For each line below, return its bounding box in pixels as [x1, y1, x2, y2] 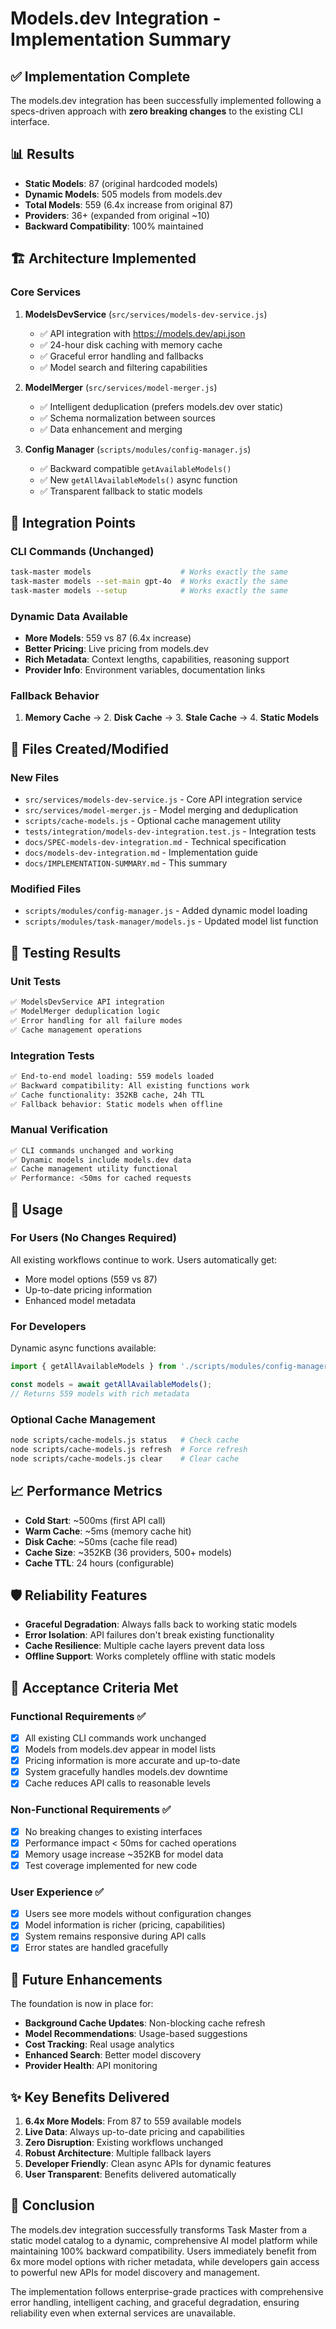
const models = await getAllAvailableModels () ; [10, 1380, 213, 1390]
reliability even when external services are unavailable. [10, 2307, 236, 2319]
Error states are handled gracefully [24, 1942, 169, 1954]
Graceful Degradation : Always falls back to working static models [24, 1618, 298, 1631]
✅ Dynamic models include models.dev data [10, 1155, 192, 1165]
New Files [10, 770, 60, 784]
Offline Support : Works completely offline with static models [24, 1650, 276, 1662]
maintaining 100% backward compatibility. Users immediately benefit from [10, 2245, 317, 2257]
